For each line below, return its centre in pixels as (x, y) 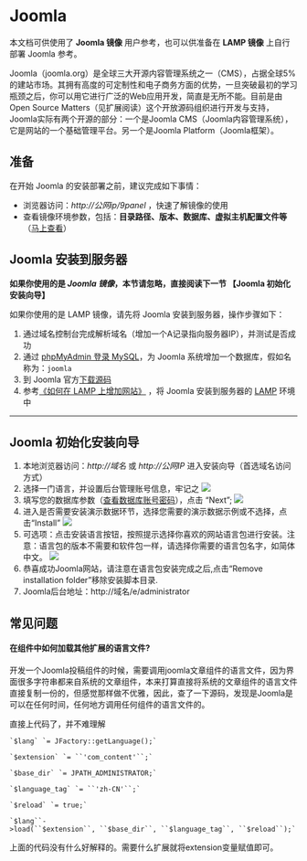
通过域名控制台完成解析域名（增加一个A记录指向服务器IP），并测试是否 (155, 334)
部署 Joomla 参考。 (46, 53)
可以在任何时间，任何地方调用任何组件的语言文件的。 (110, 704)
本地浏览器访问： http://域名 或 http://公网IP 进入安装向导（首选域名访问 (157, 466)
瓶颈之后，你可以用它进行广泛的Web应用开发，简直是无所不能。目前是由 (146, 96)
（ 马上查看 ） (47, 228)
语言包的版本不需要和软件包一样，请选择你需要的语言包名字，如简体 (167, 546)
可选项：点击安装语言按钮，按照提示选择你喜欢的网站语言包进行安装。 (155, 535)
